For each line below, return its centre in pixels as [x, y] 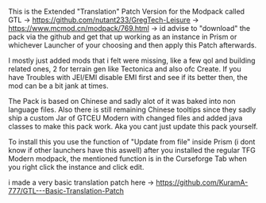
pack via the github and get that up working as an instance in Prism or [123, 36]
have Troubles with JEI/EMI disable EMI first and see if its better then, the [128, 77]
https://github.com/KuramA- [202, 182]
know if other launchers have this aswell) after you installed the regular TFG [132, 150]
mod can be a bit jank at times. [58, 86]
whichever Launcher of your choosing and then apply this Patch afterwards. [132, 45]
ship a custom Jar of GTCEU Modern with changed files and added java [125, 118]
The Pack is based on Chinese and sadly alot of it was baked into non [122, 101]
